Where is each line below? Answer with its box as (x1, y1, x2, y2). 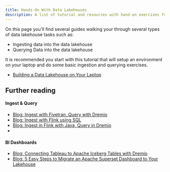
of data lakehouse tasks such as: (5, 31, 74, 37)
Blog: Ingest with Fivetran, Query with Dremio (12, 112, 108, 118)
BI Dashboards (5, 139, 37, 145)
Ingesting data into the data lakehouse (12, 41, 93, 47)
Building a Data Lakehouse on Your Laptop (12, 71, 102, 77)
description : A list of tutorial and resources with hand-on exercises (5, 12, 159, 17)
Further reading (5, 86, 56, 95)
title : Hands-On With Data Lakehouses (5, 7, 87, 13)
